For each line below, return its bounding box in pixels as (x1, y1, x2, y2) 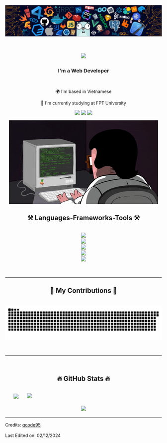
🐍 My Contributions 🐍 (50, 287, 117, 295)
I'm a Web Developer (58, 67, 109, 74)
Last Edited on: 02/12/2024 (5, 432, 61, 439)
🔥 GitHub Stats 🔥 (57, 374, 110, 383)
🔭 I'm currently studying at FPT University (40, 100, 127, 106)
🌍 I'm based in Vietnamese (55, 88, 112, 94)
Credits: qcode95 (5, 422, 41, 428)
